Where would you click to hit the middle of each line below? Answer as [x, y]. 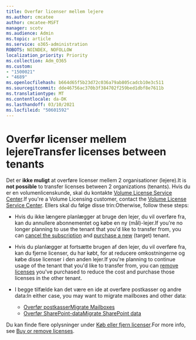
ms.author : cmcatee [30, 17]
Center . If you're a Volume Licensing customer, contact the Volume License [96, 199]
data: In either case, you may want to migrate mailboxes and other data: [100, 296]
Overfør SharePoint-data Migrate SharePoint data [82, 314]
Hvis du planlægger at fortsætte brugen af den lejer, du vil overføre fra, [100, 247]
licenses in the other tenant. [48, 278]
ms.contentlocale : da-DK [36, 99]
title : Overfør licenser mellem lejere [55, 11]
